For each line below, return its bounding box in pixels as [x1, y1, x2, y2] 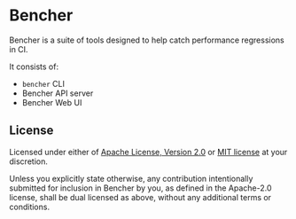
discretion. [9, 156, 49, 167]
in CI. [9, 43, 28, 54]
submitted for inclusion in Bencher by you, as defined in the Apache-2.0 [9, 183, 272, 193]
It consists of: [9, 61, 59, 72]
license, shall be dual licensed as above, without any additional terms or [9, 192, 272, 202]
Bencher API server [21, 88, 94, 98]
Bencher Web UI [21, 97, 82, 107]
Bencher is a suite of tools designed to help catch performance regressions [9, 35, 285, 45]
